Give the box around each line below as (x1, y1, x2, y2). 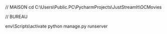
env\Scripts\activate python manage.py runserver (5, 23, 108, 29)
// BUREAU (5, 14, 28, 19)
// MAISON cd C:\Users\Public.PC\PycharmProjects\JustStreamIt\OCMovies (5, 4, 162, 10)
